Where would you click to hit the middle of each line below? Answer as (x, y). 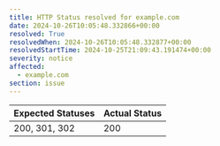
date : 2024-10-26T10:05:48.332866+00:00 (85, 26)
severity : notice (41, 58)
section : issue (37, 83)
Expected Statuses (54, 113)
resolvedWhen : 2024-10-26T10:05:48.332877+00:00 (100, 42)
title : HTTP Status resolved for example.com (94, 17)
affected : (27, 67)
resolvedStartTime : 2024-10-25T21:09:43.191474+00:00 (110, 50)
